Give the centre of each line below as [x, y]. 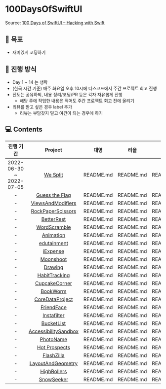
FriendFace [53, 308]
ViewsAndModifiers [54, 203]
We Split [53, 175]
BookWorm [54, 291]
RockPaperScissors [54, 212]
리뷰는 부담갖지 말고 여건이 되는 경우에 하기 [61, 113]
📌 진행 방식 [21, 69]
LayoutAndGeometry [54, 363]
